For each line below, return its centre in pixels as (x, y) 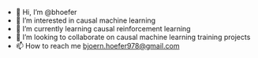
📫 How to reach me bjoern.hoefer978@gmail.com (97, 46)
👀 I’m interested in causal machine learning (86, 20)
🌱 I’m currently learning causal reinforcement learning (103, 29)
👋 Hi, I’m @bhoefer (46, 12)
